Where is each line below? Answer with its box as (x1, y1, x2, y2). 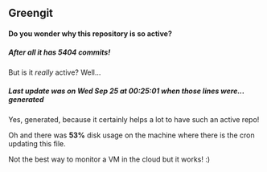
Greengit (8, 6, 54, 20)
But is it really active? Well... (8, 68, 101, 77)
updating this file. (8, 138, 66, 148)
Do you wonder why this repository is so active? (8, 28, 173, 39)
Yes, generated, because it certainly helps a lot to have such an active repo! (8, 114, 260, 124)
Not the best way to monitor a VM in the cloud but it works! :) (8, 154, 211, 164)
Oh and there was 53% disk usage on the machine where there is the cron (8, 130, 255, 140)
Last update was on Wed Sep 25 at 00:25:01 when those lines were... (8, 86, 245, 96)
